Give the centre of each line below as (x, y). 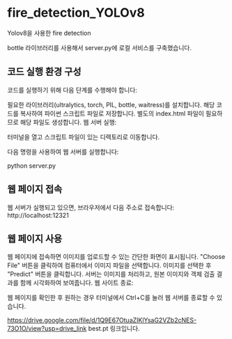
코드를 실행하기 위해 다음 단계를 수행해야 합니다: (72, 90)
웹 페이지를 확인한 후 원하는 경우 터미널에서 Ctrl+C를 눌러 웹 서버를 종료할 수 (111, 298)
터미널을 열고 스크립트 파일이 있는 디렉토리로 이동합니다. (84, 136)
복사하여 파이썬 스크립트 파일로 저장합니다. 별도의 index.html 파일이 (112, 113)
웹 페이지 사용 (35, 238)
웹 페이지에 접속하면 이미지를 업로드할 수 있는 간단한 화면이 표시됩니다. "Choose (116, 257)
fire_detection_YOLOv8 (76, 13)
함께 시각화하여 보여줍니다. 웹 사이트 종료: (77, 283)
